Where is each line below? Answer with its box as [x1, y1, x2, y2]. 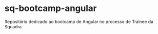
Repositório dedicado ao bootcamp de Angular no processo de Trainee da [4, 19, 154, 24]
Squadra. [4, 23, 23, 29]
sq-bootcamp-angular [4, 3, 97, 14]
